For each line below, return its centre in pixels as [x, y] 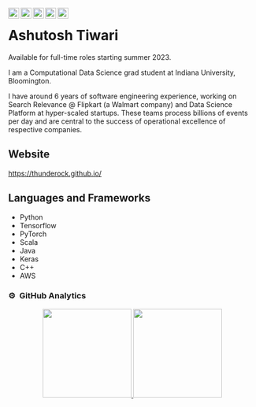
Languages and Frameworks [80, 198]
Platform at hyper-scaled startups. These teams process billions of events [128, 113]
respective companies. [45, 129]
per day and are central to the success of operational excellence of [117, 121]
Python [31, 217]
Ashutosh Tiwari [63, 36]
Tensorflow [38, 225]
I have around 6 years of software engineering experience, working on [122, 96]
